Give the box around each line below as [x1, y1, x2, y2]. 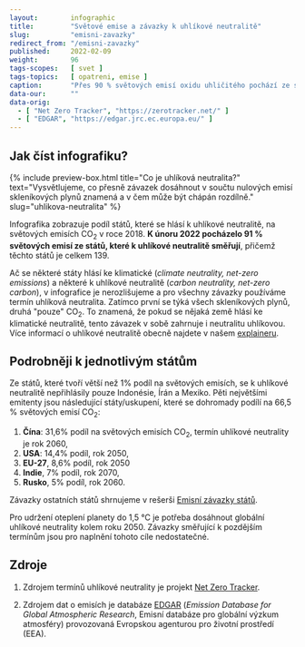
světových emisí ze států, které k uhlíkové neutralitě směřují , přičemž [9, 240, 276, 250]
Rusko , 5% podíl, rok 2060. [22, 476, 125, 487]
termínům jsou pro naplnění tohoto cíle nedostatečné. [9, 531, 210, 542]
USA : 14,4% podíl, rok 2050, [22, 447, 129, 458]
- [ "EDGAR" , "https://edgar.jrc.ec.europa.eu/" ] [17, 114, 213, 123]
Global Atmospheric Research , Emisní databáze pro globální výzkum [22, 609, 280, 620]
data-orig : [9, 97, 51, 107]
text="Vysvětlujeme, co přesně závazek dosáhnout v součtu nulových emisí [9, 181, 293, 192]
